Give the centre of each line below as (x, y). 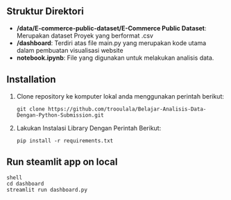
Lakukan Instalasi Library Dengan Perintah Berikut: (89, 128)
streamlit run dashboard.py (47, 190)
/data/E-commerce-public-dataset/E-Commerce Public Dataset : (111, 28)
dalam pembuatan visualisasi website (70, 50)
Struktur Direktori (45, 11)
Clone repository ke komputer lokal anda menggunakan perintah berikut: (120, 96)
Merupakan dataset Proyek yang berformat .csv (85, 35)
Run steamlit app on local (62, 162)
